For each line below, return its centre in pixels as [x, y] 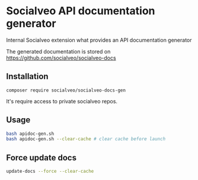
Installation [27, 76]
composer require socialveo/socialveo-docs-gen [66, 90]
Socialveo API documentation [81, 11]
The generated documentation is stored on [58, 51]
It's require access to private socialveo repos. [62, 101]
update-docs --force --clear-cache [50, 171]
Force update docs [41, 158]
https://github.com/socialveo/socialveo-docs [61, 58]
